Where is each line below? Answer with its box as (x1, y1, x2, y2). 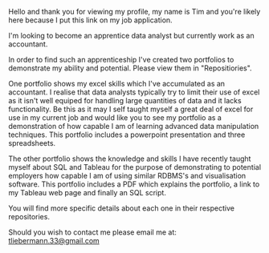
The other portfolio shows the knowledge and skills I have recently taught (8, 154, 251, 163)
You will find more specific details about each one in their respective (8, 203, 235, 213)
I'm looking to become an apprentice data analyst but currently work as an (8, 31, 255, 40)
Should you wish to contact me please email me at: (8, 227, 177, 237)
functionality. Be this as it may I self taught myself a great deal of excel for (8, 104, 254, 114)
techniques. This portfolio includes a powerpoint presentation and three (8, 130, 246, 139)
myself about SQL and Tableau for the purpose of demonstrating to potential (8, 163, 262, 171)
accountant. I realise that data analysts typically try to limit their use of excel (8, 87, 260, 97)
